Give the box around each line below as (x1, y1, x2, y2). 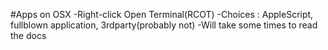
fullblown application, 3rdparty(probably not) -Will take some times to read (10, 19, 318, 31)
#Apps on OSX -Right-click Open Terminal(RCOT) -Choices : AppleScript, (10, 9, 314, 20)
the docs (10, 30, 47, 41)
